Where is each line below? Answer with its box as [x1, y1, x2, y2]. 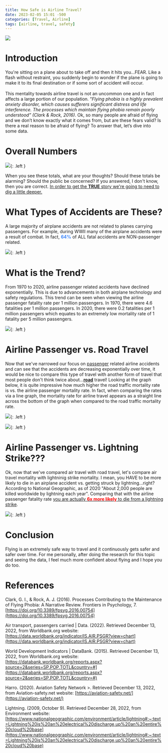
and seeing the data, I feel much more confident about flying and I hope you [5, 557, 162, 563]
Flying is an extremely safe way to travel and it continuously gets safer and [5, 546, 159, 552]
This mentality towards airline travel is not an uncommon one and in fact [5, 91, 154, 97]
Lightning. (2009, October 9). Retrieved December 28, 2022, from [5, 705, 141, 711]
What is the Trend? [5, 267, 86, 279]
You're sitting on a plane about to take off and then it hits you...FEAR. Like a [5, 69, 161, 76]
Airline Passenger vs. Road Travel [5, 344, 149, 356]
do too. [5, 562, 20, 568]
